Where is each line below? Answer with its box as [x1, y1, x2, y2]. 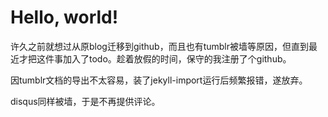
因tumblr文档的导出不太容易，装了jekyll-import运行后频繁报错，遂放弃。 [10, 74, 308, 86]
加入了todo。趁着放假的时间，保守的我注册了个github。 [62, 52, 292, 65]
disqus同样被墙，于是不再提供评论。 [10, 95, 161, 107]
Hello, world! [10, 6, 119, 29]
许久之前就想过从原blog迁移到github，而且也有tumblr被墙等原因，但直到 [10, 40, 309, 52]
